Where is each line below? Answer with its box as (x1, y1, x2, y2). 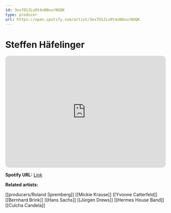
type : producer (5, 12, 38, 17)
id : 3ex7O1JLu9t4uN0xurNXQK (5, 7, 65, 13)
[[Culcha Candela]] (5, 202, 45, 208)
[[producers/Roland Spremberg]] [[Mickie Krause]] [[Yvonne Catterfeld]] (5, 192, 158, 198)
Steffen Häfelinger (5, 39, 85, 50)
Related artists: (5, 181, 39, 188)
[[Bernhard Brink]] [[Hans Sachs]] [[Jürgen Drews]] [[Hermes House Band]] (5, 197, 164, 203)
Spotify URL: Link (5, 172, 43, 178)
